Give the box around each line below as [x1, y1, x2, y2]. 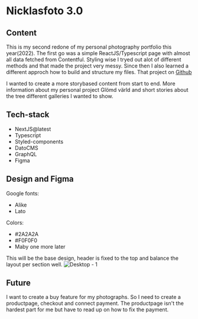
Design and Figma [6, 174, 74, 184]
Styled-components [14, 138, 64, 145]
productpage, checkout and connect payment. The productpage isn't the [6, 300, 184, 307]
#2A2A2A [14, 230, 39, 237]
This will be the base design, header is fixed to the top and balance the [6, 254, 179, 262]
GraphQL [14, 150, 37, 157]
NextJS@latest [14, 125, 51, 133]
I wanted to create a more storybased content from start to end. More [6, 80, 176, 87]
